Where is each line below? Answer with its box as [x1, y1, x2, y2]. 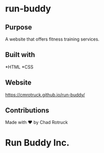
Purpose [5, 23, 32, 31]
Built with [5, 50, 35, 59]
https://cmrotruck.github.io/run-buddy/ [5, 91, 86, 97]
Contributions [5, 106, 49, 115]
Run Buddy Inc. [5, 137, 70, 148]
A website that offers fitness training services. [5, 36, 100, 42]
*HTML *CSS [5, 63, 34, 70]
